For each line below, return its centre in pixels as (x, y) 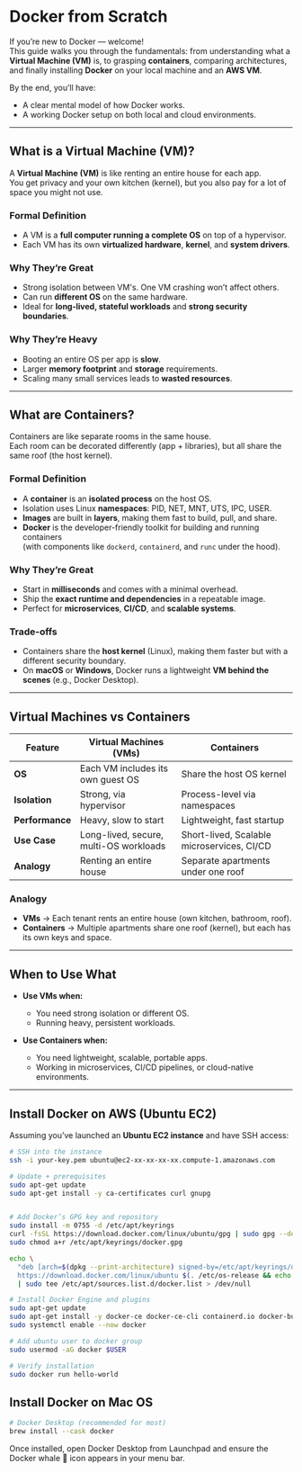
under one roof (213, 872)
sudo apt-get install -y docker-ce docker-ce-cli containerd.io (132, 1317)
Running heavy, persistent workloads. (106, 1023)
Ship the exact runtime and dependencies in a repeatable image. (144, 599)
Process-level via (218, 794)
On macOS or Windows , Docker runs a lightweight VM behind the (146, 670)
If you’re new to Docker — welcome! (76, 41)
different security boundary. (74, 661)
